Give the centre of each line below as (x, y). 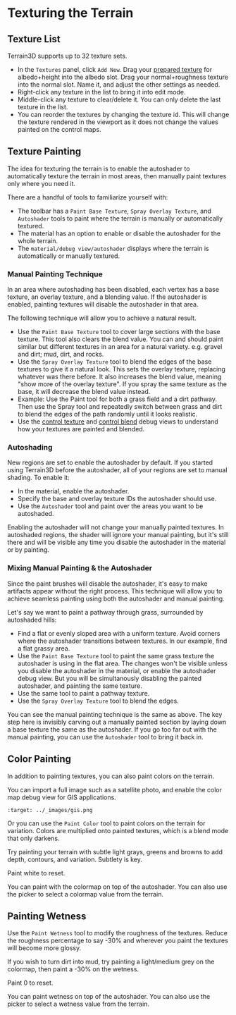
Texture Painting (44, 152)
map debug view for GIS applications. (62, 797)
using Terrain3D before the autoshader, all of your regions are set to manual (117, 470)
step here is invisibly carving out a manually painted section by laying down (117, 722)
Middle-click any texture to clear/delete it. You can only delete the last (119, 99)
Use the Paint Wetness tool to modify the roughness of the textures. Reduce (117, 933)
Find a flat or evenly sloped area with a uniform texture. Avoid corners (119, 633)
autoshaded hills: (32, 620)
